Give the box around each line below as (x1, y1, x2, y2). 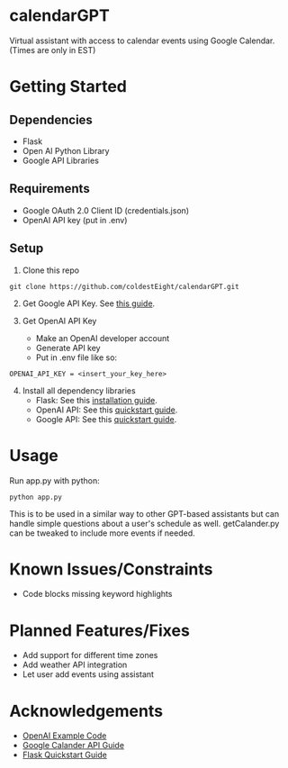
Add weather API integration (22, 659, 128, 671)
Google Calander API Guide (22, 740, 124, 751)
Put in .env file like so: (35, 352, 118, 363)
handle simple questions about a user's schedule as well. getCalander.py (9, 518, 280, 529)
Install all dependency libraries (22, 384, 137, 396)
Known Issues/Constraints (9, 559, 213, 579)
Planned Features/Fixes (9, 620, 191, 640)
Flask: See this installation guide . (35, 394, 157, 405)
